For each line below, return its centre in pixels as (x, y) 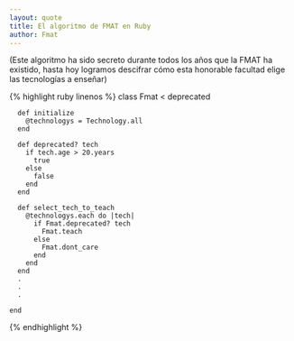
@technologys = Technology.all (84, 121)
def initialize (46, 114)
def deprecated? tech (58, 145)
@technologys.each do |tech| (80, 216)
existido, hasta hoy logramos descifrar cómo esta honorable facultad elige (147, 69)
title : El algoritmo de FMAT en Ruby (80, 26)
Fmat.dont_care (70, 248)
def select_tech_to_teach (66, 208)
